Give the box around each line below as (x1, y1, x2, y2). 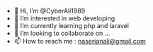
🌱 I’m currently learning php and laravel (13, 22, 130, 30)
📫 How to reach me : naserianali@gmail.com (13, 37, 147, 45)
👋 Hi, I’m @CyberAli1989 (13, 7, 86, 15)
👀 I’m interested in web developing (13, 14, 115, 22)
